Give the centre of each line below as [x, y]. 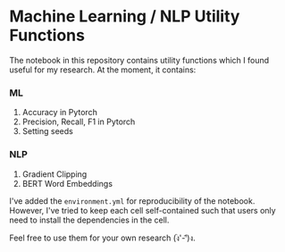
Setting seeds [47, 131]
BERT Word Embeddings [67, 183]
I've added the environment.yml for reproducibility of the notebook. [132, 201]
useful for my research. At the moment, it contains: [103, 70]
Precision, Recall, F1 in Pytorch [79, 122]
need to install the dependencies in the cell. [89, 220]
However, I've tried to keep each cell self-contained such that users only [142, 210]
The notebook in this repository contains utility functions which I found [139, 60]
